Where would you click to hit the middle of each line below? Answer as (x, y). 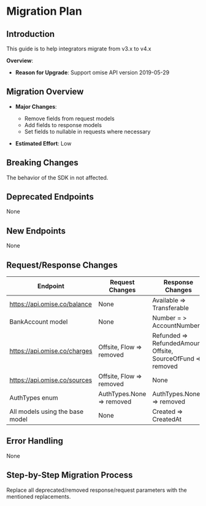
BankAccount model (39, 322)
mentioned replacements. (39, 496)
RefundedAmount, (178, 343)
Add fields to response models (63, 125)
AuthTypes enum (34, 398)
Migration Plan (44, 11)
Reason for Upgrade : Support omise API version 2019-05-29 (92, 72)
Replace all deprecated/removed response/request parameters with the (97, 490)
